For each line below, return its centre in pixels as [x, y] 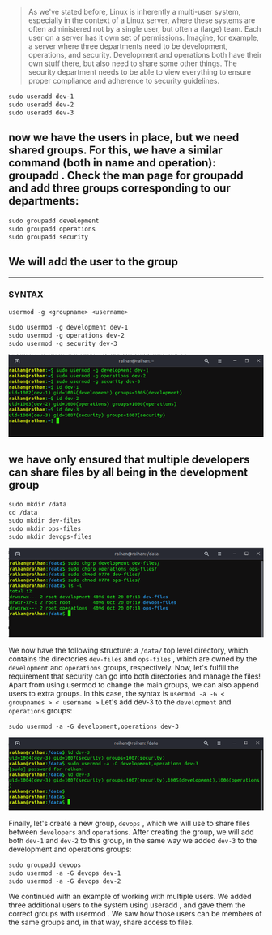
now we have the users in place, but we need [124, 138]
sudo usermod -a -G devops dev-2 [65, 881]
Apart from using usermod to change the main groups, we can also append [134, 684]
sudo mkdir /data [38, 505]
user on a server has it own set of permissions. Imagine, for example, [143, 37]
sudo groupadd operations [52, 229]
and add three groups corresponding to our [119, 189]
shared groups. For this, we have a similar [115, 151]
